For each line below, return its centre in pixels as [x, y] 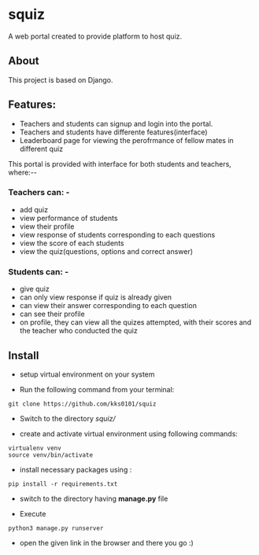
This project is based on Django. [61, 79]
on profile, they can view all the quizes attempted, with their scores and [135, 322]
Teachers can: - [39, 193]
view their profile [47, 226]
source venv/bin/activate [50, 455]
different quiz [41, 149]
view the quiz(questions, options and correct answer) [106, 251]
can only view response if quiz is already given [95, 297]
